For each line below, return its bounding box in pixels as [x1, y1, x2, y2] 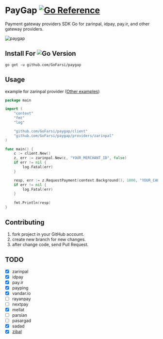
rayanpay [12, 296, 31, 302]
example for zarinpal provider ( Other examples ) [5, 88, 100, 94]
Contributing [5, 218, 45, 226]
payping [12, 285, 29, 291]
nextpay [12, 301, 29, 307]
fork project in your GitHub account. [12, 231, 84, 237]
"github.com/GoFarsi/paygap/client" [14, 129, 88, 133]
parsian [12, 312, 28, 318]
